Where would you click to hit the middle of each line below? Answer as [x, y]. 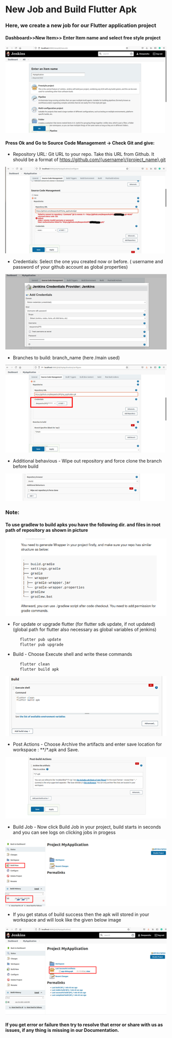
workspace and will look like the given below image [67, 920]
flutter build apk [39, 670]
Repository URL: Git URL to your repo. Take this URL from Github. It [83, 154]
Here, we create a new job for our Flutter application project [81, 26]
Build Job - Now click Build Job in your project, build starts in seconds [87, 827]
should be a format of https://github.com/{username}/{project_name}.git [89, 159]
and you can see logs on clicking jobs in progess [64, 832]
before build [26, 466]
